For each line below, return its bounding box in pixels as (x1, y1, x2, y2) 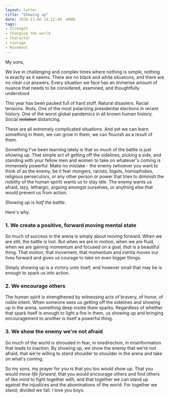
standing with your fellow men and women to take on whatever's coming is (5, 157, 161, 163)
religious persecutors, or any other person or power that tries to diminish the (5, 173, 164, 180)
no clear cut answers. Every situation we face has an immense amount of (5, 79, 157, 85)
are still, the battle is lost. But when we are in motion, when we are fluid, (5, 238, 155, 244)
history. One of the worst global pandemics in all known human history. (5, 111, 153, 117)
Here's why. (5, 209, 30, 215)
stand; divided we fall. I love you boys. (5, 387, 85, 393)
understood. (5, 90, 31, 96)
